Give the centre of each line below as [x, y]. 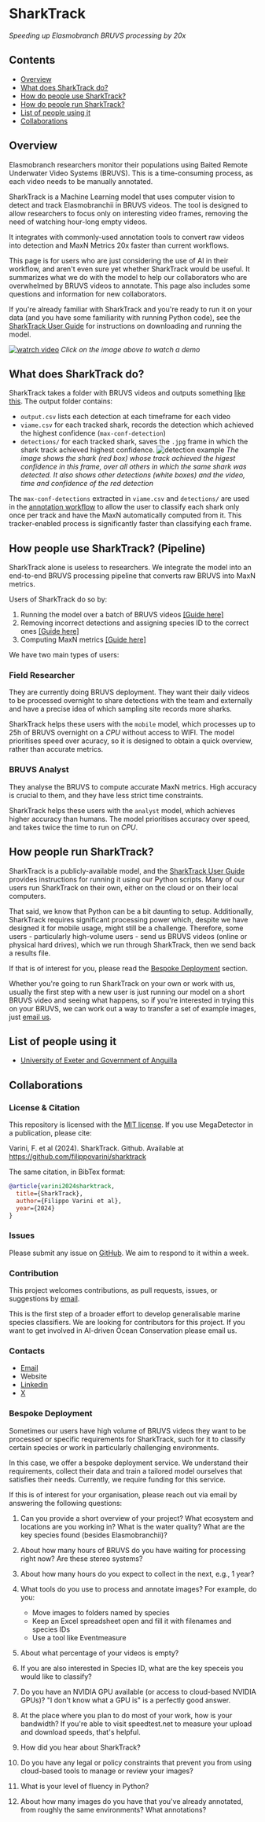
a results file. [30, 953]
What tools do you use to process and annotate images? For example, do [138, 1588]
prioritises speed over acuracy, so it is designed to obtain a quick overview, [131, 741]
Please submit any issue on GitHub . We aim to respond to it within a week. [129, 1253]
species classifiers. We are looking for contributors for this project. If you [127, 1323]
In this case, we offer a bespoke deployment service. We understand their [129, 1463]
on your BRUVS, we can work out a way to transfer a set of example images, [132, 1008]
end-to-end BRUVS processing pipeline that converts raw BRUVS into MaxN [132, 576]
